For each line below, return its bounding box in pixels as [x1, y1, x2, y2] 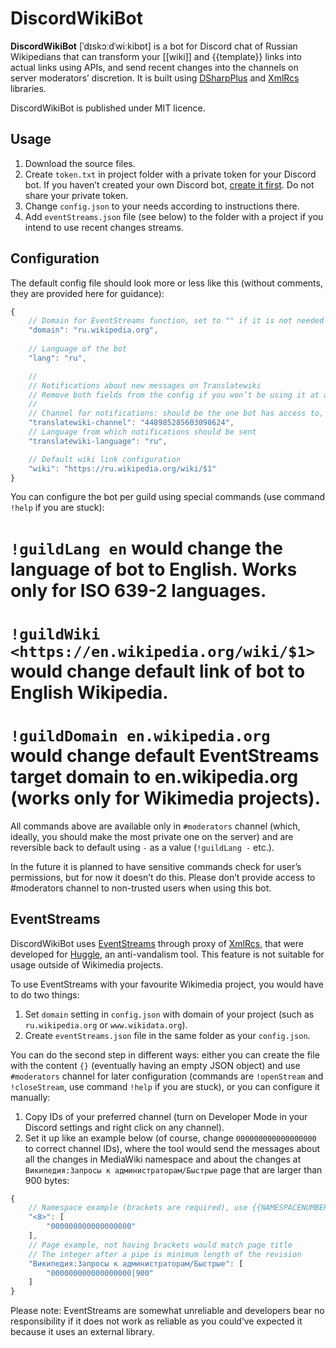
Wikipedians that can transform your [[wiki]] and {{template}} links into [10, 50, 303, 62]
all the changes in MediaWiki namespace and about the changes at [24, 1153, 302, 1165]
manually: [10, 1091, 51, 1103]
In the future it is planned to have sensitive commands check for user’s [10, 860, 302, 872]
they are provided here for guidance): [10, 287, 165, 299]
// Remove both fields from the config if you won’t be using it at [28, 390, 320, 400]
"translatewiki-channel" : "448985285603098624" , [28, 418, 235, 428]
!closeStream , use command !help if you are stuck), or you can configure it [10, 1080, 320, 1092]
